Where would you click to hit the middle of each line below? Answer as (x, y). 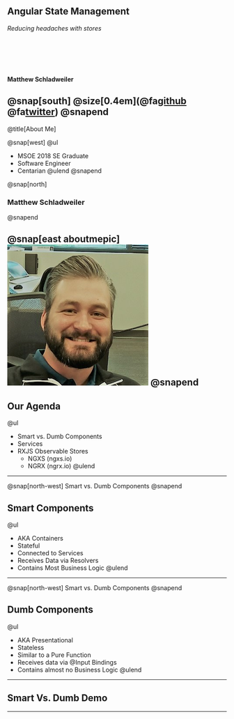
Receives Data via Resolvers (58, 560)
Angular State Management (69, 11)
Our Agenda (34, 406)
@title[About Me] (32, 129)
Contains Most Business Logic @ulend (72, 568)
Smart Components (50, 508)
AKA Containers (40, 538)
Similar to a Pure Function (54, 655)
